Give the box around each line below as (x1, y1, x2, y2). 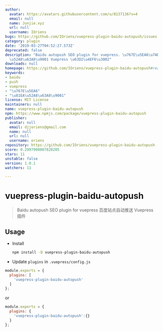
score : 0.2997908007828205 (5, 147, 60, 152)
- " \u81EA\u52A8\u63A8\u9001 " (5, 93, 66, 98)
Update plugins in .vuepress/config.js (12, 259, 91, 264)
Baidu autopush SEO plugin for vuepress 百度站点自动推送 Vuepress (16, 207, 154, 213)
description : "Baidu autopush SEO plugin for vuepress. (5, 52, 120, 57)
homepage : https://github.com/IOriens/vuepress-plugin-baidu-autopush (5, 66, 151, 71)
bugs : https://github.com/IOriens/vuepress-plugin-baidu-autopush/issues (5, 35, 158, 39)
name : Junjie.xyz (9, 20, 45, 26)
